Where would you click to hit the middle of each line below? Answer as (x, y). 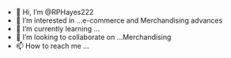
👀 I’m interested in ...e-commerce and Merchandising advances (119, 20)
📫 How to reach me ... (52, 46)
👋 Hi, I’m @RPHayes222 (55, 12)
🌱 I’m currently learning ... (58, 29)
